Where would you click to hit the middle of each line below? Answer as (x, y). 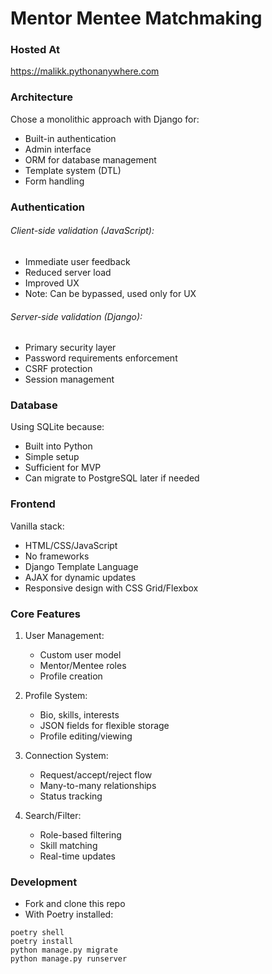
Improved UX (52, 283)
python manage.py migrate (64, 950)
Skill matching (68, 845)
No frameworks (57, 556)
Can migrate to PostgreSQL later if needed (112, 478)
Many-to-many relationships (98, 785)
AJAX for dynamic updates (80, 577)
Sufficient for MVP (63, 468)
